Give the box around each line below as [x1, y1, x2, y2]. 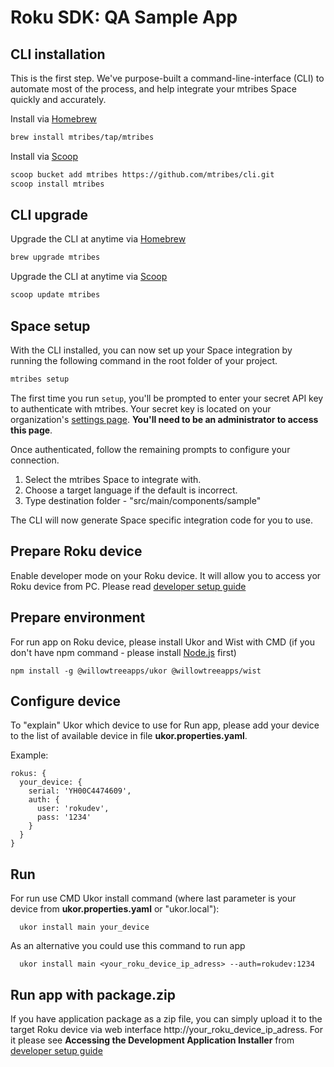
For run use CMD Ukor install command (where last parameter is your [10, 892, 297, 905]
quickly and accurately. [10, 94, 107, 105]
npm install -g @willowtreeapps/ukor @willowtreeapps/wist [10, 666, 262, 676]
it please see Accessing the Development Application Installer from [10, 1034, 295, 1046]
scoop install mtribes [10, 179, 105, 189]
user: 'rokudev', [36, 804, 110, 814]
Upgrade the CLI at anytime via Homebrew [10, 233, 187, 245]
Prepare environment [10, 609, 146, 626]
